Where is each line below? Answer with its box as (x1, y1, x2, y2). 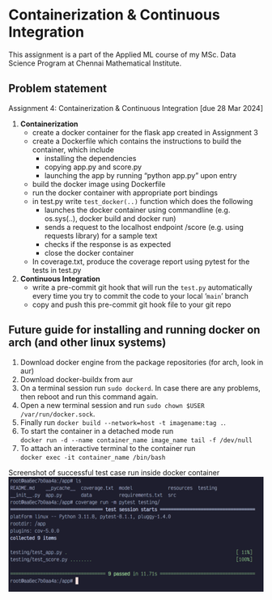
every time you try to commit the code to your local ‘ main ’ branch (32, 291, 249, 300)
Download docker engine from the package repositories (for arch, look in (19, 357, 264, 367)
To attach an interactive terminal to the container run (19, 443, 196, 453)
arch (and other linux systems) (8, 336, 167, 350)
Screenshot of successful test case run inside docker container (8, 467, 220, 477)
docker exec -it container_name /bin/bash (19, 453, 166, 462)
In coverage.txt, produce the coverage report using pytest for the (32, 257, 250, 266)
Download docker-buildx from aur (19, 374, 134, 384)
